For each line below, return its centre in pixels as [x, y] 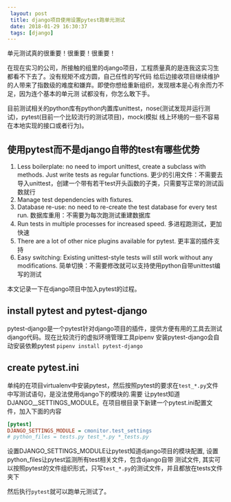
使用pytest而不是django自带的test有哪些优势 [104, 149]
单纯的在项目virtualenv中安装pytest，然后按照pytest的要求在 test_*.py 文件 [113, 385]
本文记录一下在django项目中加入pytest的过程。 [74, 289]
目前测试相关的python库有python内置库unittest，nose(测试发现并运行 [106, 108]
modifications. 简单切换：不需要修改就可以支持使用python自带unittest [115, 265]
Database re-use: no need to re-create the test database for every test [117, 207]
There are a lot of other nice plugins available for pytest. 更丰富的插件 [115, 241]
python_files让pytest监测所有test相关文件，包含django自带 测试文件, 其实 [111, 460]
